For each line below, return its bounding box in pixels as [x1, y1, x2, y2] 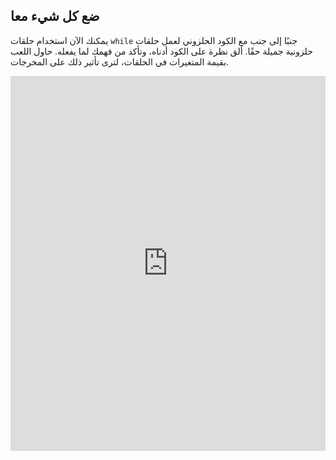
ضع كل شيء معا [10, 8, 100, 25]
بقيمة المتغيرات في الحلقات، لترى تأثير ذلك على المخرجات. [10, 55, 230, 68]
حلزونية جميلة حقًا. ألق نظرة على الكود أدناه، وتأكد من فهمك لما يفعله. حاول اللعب [10, 45, 313, 57]
